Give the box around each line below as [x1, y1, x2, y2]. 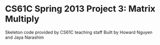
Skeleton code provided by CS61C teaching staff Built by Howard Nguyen [5, 29, 153, 35]
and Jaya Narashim [5, 34, 44, 40]
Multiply [5, 13, 40, 24]
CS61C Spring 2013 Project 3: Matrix [5, 3, 156, 14]
